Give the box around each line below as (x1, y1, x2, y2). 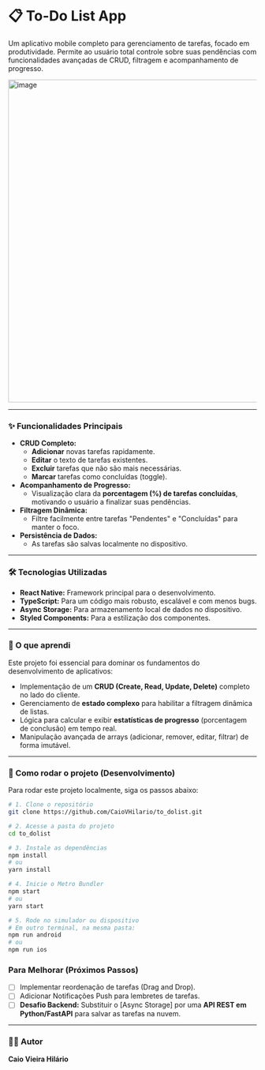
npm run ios (8, 946, 47, 954)
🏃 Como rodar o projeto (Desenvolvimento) (8, 768, 176, 779)
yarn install (8, 866, 51, 874)
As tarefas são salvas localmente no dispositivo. (31, 539, 188, 549)
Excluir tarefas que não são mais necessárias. (31, 464, 182, 473)
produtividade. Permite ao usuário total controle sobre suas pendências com (8, 47, 257, 56)
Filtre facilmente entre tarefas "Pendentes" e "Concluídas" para (31, 514, 238, 524)
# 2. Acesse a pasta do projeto (8, 822, 114, 830)
